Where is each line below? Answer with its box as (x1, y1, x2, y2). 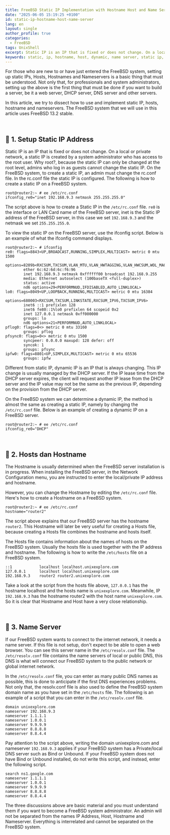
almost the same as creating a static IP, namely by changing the (5, 401, 138, 408)
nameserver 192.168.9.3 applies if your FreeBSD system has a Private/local (5, 745, 163, 751)
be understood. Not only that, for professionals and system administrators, (5, 79, 161, 85)
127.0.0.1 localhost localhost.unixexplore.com (5, 569, 119, 574)
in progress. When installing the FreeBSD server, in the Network (5, 469, 138, 475)
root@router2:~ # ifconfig (5, 245, 62, 250)
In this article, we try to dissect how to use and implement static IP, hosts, (5, 100, 158, 106)
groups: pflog (23, 329, 53, 334)
